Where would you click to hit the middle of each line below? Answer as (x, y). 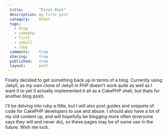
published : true (29, 61)
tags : (16, 24)
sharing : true (29, 56)
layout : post (29, 66)
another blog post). (25, 96)
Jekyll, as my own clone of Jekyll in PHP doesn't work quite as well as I (79, 85)
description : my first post (39, 15)
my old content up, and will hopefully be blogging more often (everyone (79, 116)
